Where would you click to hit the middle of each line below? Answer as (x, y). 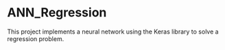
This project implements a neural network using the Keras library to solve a (113, 32)
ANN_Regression (57, 13)
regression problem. (36, 38)
